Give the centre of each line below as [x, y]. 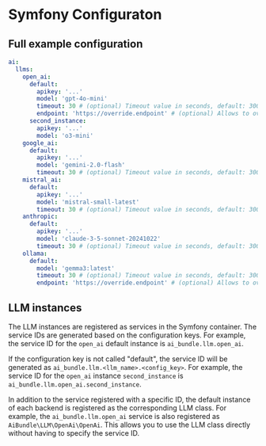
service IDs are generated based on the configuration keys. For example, [127, 335]
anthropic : [40, 217]
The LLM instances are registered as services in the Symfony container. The [133, 326]
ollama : [35, 253]
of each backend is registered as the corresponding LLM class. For [118, 408]
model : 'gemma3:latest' [76, 268]
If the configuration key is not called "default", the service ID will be [118, 359]
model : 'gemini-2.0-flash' [81, 165]
